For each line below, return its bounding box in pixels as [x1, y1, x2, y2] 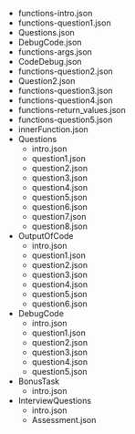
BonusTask [17, 376, 60, 387]
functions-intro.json [17, 8, 93, 18]
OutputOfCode [17, 231, 75, 241]
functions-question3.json [17, 86, 113, 96]
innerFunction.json [17, 124, 88, 135]
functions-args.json [17, 46, 93, 57]
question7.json [31, 212, 87, 222]
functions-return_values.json [17, 105, 126, 115]
